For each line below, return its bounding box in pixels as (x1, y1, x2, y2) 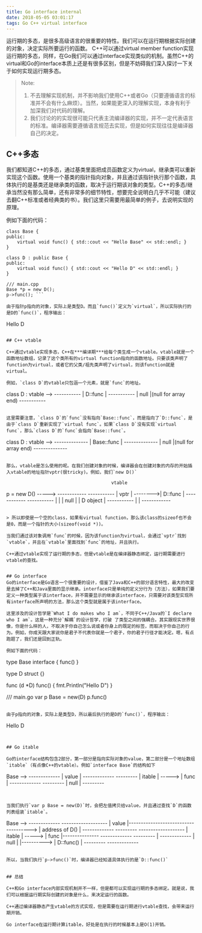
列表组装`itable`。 (6, 809, 50, 815)
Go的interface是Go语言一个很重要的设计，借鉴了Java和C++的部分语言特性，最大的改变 (6, 580, 194, 586)
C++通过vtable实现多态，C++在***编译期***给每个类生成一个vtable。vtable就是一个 (6, 349, 195, 356)
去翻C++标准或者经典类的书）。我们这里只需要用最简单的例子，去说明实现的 (6, 196, 194, 204)
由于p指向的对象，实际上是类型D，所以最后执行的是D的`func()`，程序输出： (6, 712, 170, 718)
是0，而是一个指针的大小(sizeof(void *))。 (6, 521, 106, 527)
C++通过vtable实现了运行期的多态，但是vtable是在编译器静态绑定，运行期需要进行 (6, 551, 185, 558)
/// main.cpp (6, 281, 39, 287)
